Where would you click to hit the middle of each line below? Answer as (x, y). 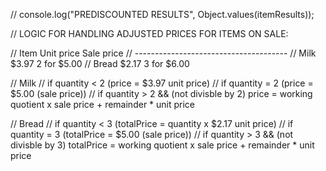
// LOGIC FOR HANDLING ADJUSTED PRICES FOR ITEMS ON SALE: (149, 33)
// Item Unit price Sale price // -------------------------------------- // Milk (163, 53)
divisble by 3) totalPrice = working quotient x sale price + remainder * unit (162, 145)
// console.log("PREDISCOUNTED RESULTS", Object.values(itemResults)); (162, 14)
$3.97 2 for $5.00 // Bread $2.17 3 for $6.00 (100, 63)
